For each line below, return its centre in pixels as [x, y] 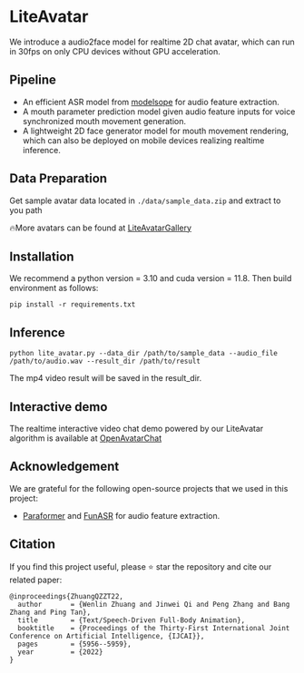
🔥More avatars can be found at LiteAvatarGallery [101, 228]
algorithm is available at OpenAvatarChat [86, 438]
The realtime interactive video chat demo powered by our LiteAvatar [137, 429]
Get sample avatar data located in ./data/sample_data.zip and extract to [145, 200]
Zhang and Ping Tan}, [50, 612]
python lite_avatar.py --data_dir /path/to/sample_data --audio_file [144, 354]
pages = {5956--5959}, [74, 644]
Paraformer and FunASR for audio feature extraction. [121, 515]
